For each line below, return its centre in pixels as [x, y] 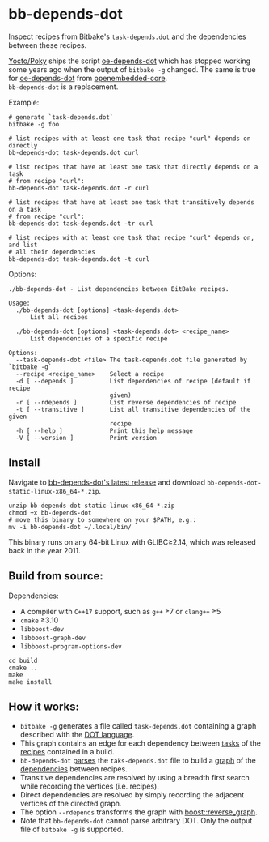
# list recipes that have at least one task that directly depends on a [133, 167]
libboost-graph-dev [53, 638]
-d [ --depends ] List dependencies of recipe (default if [133, 381]
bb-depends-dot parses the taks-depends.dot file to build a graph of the [138, 761]
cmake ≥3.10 [39, 620]
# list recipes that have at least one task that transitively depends [131, 202]
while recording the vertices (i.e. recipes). [89, 786]
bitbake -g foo [34, 124]
